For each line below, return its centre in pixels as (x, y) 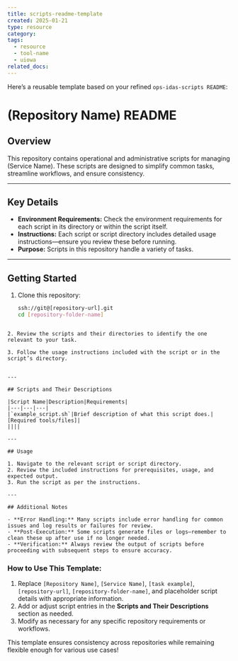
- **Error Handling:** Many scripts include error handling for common (115, 519)
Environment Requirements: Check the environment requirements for (120, 219)
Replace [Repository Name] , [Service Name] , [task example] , (106, 584)
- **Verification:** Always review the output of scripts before (106, 544)
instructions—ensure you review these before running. (97, 242)
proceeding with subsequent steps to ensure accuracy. (90, 551)
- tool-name (32, 54)
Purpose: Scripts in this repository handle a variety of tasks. (106, 249)
